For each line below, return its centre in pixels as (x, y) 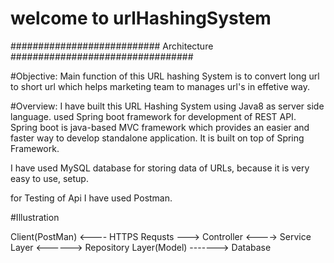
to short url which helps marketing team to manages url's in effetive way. (160, 86)
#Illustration (35, 217)
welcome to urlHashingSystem (141, 18)
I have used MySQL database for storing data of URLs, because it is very (160, 168)
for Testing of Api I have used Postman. (91, 198)
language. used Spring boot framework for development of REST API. (153, 116)
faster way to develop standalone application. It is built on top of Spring (157, 138)
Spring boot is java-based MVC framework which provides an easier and (160, 127)
